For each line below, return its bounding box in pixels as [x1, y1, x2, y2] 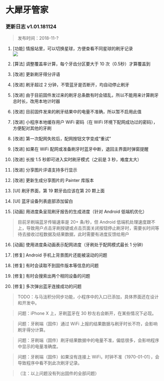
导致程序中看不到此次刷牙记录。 [17, 360, 82, 366]
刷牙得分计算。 [17, 327, 48, 333]
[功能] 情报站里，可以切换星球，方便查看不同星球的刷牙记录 [12, 46, 133, 51]
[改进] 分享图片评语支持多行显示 [12, 167, 77, 173]
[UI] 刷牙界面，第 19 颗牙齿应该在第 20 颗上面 [12, 188, 105, 194]
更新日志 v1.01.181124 [5, 23, 57, 30]
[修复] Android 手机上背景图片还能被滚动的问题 [12, 252, 107, 258]
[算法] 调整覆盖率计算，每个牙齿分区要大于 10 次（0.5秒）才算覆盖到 [12, 61, 151, 67]
